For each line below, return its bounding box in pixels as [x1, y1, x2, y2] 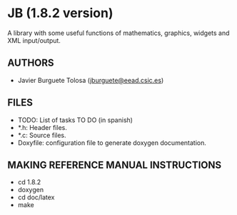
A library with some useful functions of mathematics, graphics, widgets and [7, 29, 230, 37]
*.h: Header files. [17, 123, 68, 131]
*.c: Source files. [17, 131, 66, 139]
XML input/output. [7, 36, 61, 44]
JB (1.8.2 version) [7, 5, 114, 21]
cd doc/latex [17, 193, 55, 201]
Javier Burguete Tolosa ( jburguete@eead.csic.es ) [17, 76, 164, 84]
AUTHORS [7, 57, 55, 69]
